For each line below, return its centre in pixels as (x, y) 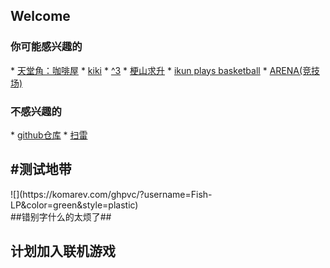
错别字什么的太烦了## (66, 216)
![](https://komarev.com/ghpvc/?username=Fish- (111, 194)
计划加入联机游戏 (63, 251)
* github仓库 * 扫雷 (49, 135)
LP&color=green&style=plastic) (74, 205)
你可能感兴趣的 (46, 47)
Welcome (40, 16)
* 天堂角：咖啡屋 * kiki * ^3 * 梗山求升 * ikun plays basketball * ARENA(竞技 (165, 70)
